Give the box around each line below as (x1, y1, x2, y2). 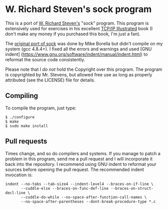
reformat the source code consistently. (5, 56, 85, 62)
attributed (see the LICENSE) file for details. (5, 77, 95, 83)
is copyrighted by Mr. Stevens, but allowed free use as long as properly (5, 71, 152, 77)
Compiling (5, 91, 39, 100)
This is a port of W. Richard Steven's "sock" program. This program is (5, 20, 149, 26)
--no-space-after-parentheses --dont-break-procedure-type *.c (21, 199, 156, 204)
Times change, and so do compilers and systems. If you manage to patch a (5, 150, 160, 156)
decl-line (5, 190, 26, 195)
